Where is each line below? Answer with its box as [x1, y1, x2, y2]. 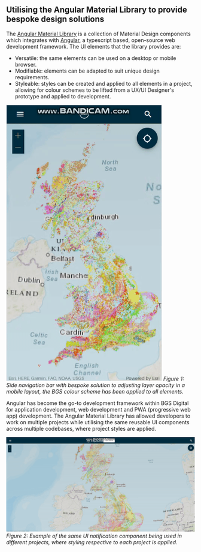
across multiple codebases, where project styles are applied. [6, 425, 157, 432]
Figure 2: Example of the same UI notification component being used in [6, 532, 182, 539]
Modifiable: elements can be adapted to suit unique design [14, 67, 160, 74]
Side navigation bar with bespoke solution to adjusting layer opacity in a [6, 381, 185, 389]
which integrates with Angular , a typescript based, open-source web [6, 36, 175, 44]
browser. [14, 61, 37, 68]
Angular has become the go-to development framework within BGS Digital [6, 399, 189, 407]
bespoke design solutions [6, 14, 105, 25]
